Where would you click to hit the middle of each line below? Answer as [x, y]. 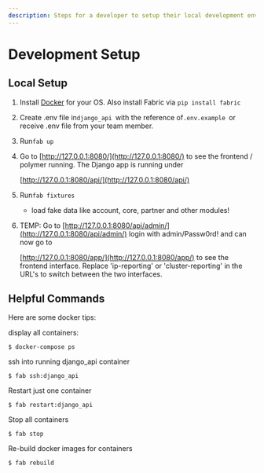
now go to [36, 242]
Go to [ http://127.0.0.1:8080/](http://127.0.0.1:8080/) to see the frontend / [136, 156]
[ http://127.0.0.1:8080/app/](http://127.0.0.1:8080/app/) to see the [124, 257]
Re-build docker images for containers [70, 449]
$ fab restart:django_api [50, 405]
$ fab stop [26, 434]
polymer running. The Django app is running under [101, 164]
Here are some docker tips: [52, 317]
